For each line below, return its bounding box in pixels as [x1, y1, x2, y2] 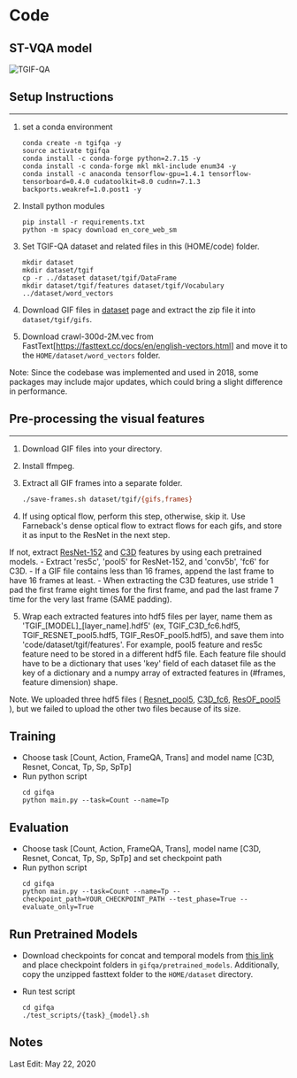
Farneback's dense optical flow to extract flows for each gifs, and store [21, 520, 283, 531]
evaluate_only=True [21, 903, 95, 912]
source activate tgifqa [21, 146, 110, 155]
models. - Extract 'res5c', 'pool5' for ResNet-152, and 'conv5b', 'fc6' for [9, 556, 270, 566]
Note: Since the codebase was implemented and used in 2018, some [9, 366, 259, 377]
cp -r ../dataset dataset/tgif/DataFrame [21, 273, 177, 282]
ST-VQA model [9, 41, 93, 56]
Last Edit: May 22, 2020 [9, 1059, 96, 1069]
